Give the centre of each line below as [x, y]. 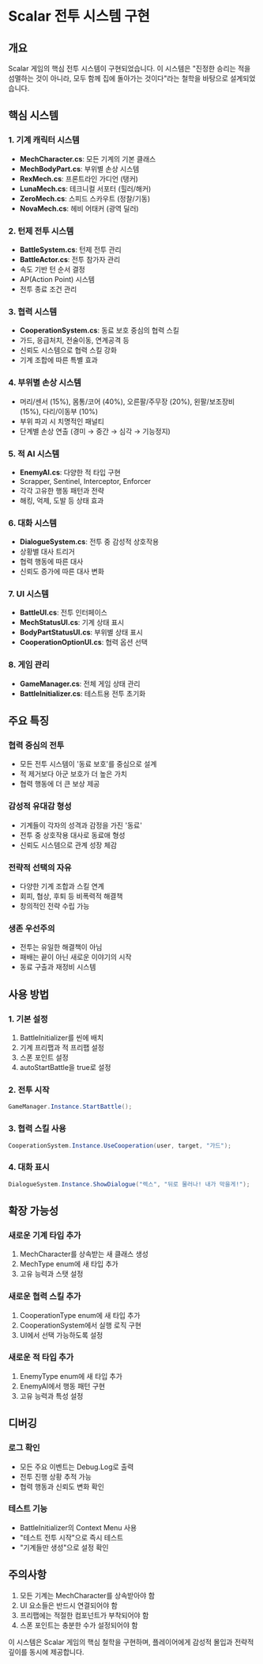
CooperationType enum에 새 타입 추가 [80, 1315]
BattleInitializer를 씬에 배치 [62, 1038]
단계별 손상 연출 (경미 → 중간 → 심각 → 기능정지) [95, 431]
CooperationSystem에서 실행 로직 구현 [81, 1325]
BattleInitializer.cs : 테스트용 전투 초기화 [83, 693]
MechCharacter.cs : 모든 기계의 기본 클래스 [88, 158]
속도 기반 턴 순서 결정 [52, 269]
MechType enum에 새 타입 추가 [69, 1264]
